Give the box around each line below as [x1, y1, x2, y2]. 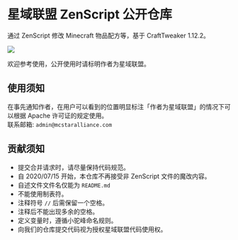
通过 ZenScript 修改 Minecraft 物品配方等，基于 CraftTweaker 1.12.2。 [7, 31, 210, 40]
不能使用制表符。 [17, 189, 68, 198]
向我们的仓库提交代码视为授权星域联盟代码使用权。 [17, 224, 167, 234]
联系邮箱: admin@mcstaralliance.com [7, 120, 112, 128]
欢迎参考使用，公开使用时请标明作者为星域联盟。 [7, 59, 150, 68]
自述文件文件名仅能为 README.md [17, 181, 111, 189]
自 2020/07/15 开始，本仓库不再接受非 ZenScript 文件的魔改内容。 [17, 171, 211, 181]
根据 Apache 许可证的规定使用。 [13, 111, 108, 120]
